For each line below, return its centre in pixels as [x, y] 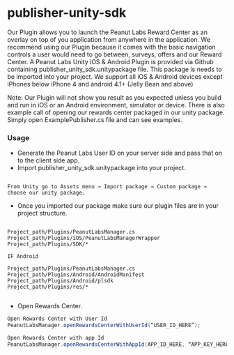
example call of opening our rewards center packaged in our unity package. [116, 112]
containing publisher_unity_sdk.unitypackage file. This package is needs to [115, 69]
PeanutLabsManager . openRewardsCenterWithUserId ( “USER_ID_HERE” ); [104, 326]
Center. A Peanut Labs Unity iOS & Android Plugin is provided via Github [110, 61]
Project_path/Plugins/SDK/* [48, 244]
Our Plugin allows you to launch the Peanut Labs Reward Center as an [107, 32]
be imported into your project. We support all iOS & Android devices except [115, 76]
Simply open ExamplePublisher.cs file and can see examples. [95, 119]
